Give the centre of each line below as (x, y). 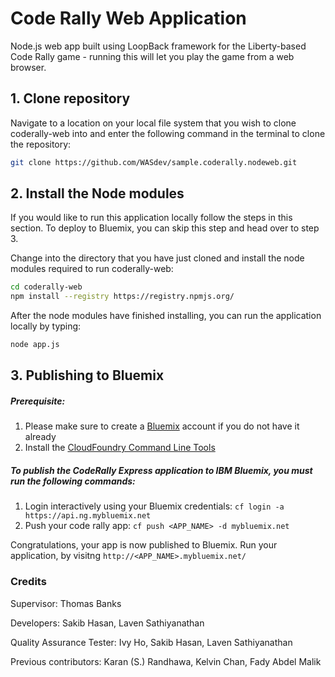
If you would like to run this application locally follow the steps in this (151, 218)
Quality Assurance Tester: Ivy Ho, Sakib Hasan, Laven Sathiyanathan (151, 642)
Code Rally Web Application (128, 18)
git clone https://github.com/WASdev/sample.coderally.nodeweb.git (154, 162)
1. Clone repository (70, 98)
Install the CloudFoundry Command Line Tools (120, 448)
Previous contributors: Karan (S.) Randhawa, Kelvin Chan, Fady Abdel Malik (166, 661)
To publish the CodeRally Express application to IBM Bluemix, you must (161, 471)
